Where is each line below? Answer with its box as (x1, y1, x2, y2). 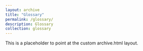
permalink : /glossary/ (5, 17, 53, 22)
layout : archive (5, 7, 40, 13)
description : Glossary (5, 21, 53, 27)
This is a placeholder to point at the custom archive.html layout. (5, 40, 138, 46)
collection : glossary (5, 26, 51, 31)
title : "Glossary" (5, 12, 44, 17)
